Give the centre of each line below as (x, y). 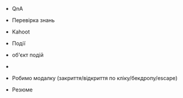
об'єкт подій (28, 55)
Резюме (22, 90)
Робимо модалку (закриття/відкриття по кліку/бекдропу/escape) (94, 78)
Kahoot (21, 32)
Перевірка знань (33, 20)
